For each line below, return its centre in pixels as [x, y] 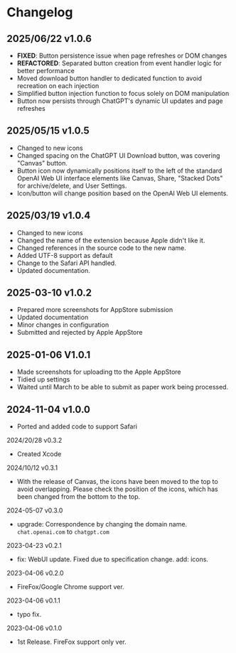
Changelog [40, 12]
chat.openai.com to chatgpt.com [63, 532]
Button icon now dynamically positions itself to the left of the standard [119, 171]
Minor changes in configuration [63, 325]
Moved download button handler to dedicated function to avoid [109, 78]
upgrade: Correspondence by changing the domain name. [102, 524]
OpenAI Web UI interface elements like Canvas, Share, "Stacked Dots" [120, 178]
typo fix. [29, 615]
